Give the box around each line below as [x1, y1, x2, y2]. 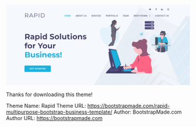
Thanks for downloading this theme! [6, 91, 93, 98]
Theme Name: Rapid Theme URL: [6, 103, 86, 110]
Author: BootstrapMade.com [113, 108, 182, 115]
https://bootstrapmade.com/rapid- [87, 103, 170, 110]
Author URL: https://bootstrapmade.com [6, 115, 103, 122]
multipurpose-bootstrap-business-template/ [6, 108, 113, 115]
